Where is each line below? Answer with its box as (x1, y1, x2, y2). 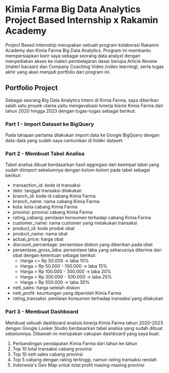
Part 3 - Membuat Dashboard (5, 308, 79, 315)
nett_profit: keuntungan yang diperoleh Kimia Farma (12, 290, 122, 296)
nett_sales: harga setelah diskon (12, 285, 80, 291)
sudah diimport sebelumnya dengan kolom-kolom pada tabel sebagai (5, 167, 150, 173)
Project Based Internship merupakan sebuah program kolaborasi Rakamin (5, 42, 159, 48)
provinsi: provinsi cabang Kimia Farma (12, 209, 93, 215)
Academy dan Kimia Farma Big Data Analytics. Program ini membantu (5, 47, 151, 53)
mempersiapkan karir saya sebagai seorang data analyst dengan (5, 52, 141, 59)
